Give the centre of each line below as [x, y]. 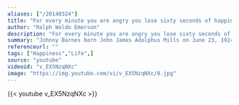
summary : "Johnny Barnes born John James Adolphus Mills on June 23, [113, 40]
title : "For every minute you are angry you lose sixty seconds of [110, 21]
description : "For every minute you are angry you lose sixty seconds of [119, 34]
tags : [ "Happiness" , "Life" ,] [51, 54]
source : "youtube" [34, 60]
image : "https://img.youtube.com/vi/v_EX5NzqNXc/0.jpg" [92, 73]
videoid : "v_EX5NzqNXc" [43, 67]
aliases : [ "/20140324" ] [43, 14]
